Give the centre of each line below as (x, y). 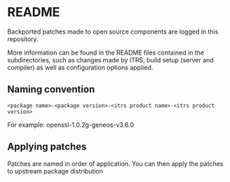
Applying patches (47, 147)
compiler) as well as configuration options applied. (80, 67)
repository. (23, 38)
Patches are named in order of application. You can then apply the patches (115, 163)
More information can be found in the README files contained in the (106, 52)
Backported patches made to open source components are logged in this (113, 31)
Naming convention (51, 89)
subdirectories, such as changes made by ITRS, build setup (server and (110, 59)
